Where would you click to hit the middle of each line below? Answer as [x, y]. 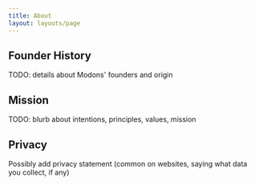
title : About [30, 16]
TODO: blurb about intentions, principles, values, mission [102, 119]
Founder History [50, 56]
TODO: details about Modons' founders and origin [91, 75]
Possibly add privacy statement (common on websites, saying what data [128, 163]
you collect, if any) [39, 172]
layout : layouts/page [45, 23]
